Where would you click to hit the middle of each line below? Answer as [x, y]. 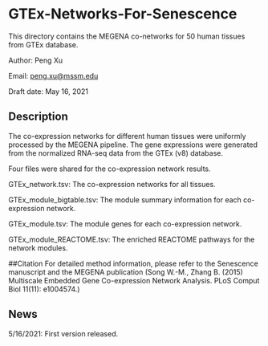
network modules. [38, 248]
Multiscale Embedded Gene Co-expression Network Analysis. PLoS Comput [134, 280]
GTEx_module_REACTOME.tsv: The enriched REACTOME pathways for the [132, 239]
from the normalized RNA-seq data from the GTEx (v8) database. [116, 153]
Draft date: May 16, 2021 [49, 91]
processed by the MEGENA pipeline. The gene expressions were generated [133, 145]
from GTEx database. [43, 44]
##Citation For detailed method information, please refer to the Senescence [133, 263]
